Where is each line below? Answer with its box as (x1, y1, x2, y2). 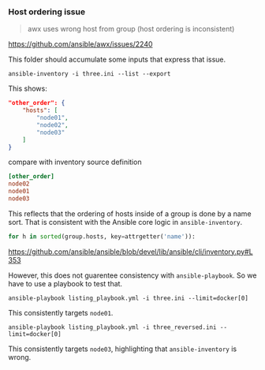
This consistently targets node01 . (8, 308, 114, 317)
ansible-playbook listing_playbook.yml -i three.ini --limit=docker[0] (8, 294, 248, 302)
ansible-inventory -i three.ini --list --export (8, 70, 171, 78)
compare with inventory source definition (8, 157, 142, 167)
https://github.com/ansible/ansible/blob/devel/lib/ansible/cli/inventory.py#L (8, 247, 254, 256)
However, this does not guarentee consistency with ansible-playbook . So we (8, 271, 257, 280)
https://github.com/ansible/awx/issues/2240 (8, 39, 153, 49)
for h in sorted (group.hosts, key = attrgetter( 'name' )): (8, 232, 196, 241)
